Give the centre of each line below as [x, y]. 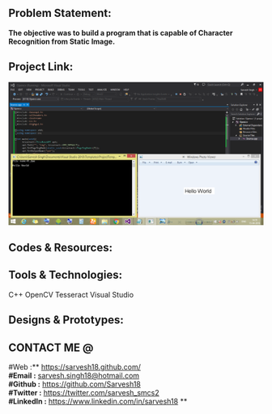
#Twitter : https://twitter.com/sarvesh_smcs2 [84, 393]
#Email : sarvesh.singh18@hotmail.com [74, 376]
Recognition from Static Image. [62, 41]
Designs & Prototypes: [66, 320]
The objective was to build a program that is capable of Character [121, 32]
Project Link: [41, 67]
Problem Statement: [60, 13]
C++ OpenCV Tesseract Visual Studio [71, 294]
